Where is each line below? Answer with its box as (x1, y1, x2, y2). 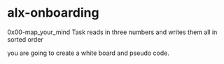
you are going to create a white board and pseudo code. (7, 49, 169, 57)
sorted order (7, 35, 43, 43)
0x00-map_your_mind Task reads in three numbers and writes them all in (7, 28, 218, 36)
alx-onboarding (7, 5, 99, 21)
